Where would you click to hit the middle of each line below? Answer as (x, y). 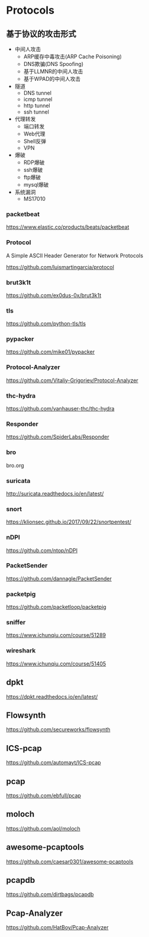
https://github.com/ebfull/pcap (44, 796)
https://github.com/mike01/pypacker (51, 352)
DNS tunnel (38, 93)
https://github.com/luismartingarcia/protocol (60, 267)
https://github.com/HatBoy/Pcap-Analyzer (57, 927)
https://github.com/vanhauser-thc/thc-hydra (60, 409)
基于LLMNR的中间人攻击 (53, 71)
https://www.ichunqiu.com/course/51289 (56, 635)
